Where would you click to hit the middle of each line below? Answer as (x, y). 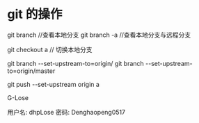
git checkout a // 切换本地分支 (50, 49)
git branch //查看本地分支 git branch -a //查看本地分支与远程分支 (99, 35)
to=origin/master (31, 71)
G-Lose (18, 97)
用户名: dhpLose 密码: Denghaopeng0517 (66, 112)
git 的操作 (35, 14)
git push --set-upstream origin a (53, 84)
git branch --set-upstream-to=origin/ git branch (75, 63)
